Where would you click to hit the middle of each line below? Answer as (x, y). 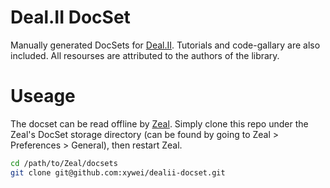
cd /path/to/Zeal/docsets (64, 163)
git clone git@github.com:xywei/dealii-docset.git (118, 172)
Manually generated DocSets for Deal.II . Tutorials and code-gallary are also (165, 45)
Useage (43, 96)
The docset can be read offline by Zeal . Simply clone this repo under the (159, 123)
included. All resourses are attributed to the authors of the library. (145, 55)
